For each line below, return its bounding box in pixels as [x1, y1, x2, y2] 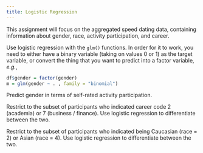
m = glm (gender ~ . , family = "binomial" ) [6, 80, 119, 87]
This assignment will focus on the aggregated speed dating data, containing [6, 25, 196, 33]
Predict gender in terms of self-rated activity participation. [6, 92, 153, 99]
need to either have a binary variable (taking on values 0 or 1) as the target [6, 50, 193, 58]
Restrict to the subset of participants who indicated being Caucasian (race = [6, 128, 198, 135]
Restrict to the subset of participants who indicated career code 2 [6, 103, 171, 110]
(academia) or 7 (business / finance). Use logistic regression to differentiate [6, 110, 196, 117]
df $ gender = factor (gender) [6, 75, 78, 81]
